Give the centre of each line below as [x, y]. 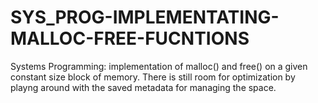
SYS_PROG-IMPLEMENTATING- [145, 17]
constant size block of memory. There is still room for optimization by [153, 77]
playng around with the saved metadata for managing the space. [143, 87]
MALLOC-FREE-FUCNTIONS [130, 38]
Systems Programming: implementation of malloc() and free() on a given [159, 66]
